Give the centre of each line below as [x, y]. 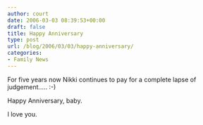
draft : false [26, 27]
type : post [23, 40]
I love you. [22, 114]
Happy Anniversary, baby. [45, 100]
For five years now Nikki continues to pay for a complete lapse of [102, 79]
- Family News [28, 60]
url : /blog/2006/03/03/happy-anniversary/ [70, 46]
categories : [25, 53]
